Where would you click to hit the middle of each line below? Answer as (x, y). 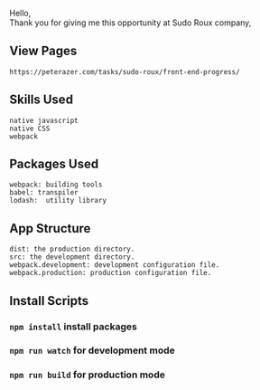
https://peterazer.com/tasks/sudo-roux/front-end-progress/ (125, 71)
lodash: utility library (58, 201)
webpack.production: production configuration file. (111, 273)
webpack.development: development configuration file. (115, 265)
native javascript (44, 120)
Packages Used (54, 164)
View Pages (43, 51)
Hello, (20, 13)
